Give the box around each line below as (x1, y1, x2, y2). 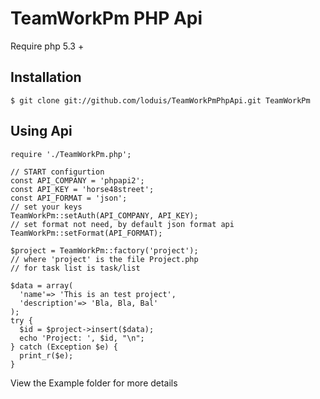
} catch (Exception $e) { (10, 342, 118, 352)
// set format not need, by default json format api (10, 219, 235, 229)
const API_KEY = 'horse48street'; (10, 184, 155, 194)
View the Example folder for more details (10, 377, 178, 389)
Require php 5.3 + (10, 40, 85, 52)
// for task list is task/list (10, 263, 141, 273)
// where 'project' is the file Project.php (10, 254, 199, 264)
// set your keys (10, 202, 83, 212)
